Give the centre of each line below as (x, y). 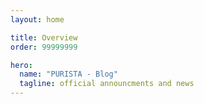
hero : (21, 65)
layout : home (37, 19)
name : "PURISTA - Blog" (68, 74)
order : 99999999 (44, 47)
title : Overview (44, 37)
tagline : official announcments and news (107, 84)
